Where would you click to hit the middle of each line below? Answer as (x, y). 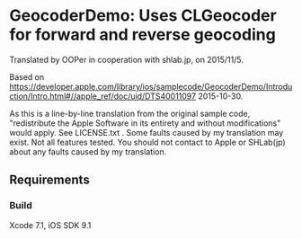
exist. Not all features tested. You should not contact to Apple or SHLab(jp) (147, 142)
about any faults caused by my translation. (88, 151)
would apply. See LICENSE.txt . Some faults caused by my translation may (147, 132)
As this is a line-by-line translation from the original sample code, (130, 113)
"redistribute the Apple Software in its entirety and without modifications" (145, 123)
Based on (27, 76)
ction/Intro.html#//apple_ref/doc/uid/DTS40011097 (102, 96)
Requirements (49, 180)
